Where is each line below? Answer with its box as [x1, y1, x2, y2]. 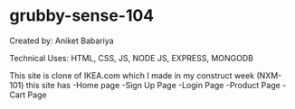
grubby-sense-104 [9, 5, 155, 26]
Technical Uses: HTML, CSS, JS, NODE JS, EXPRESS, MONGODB [9, 52, 254, 63]
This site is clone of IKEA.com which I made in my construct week [9, 69, 255, 81]
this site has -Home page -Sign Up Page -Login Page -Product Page [25, 79, 281, 90]
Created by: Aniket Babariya [9, 35, 115, 46]
